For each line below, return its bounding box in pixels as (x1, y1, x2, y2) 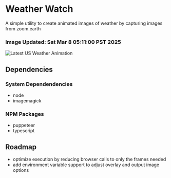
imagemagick (12, 97, 42, 103)
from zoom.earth (5, 25, 41, 31)
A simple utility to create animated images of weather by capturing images (5, 20, 163, 26)
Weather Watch (5, 3, 73, 15)
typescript (12, 128, 35, 134)
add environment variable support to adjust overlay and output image (12, 162, 160, 168)
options (12, 167, 29, 173)
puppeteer (12, 122, 35, 129)
